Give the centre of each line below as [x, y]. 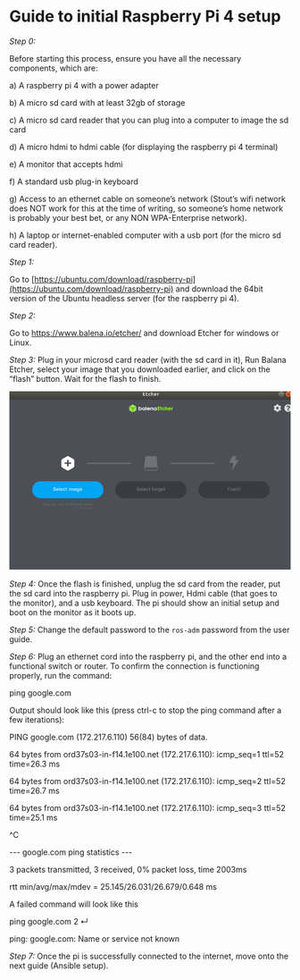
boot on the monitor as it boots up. [73, 612]
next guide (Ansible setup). [59, 966]
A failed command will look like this [74, 904]
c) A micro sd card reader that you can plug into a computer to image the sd [149, 120]
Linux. [21, 342]
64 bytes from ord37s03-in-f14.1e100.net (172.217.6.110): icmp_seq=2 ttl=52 [147, 781]
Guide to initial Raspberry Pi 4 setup [145, 17]
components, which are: [54, 68]
